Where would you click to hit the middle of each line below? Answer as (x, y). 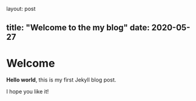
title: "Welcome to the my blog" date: (78, 28)
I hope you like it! (28, 92)
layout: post (21, 9)
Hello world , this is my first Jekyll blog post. (61, 80)
